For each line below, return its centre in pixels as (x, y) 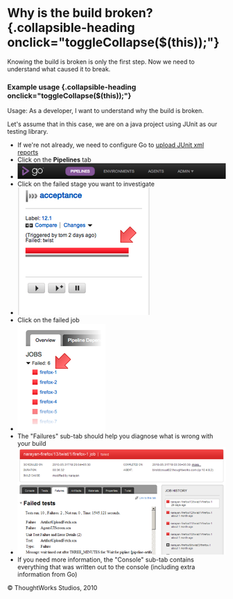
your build (32, 444)
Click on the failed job (48, 320)
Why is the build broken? (80, 13)
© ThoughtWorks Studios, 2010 (52, 588)
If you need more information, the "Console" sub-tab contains (105, 559)
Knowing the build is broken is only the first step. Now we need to (101, 62)
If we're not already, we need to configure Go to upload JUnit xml (111, 145)
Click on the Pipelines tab (54, 160)
